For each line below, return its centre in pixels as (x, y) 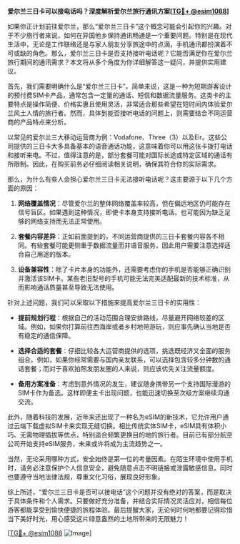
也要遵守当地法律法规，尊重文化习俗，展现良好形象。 (86, 477)
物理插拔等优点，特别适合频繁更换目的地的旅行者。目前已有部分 (126, 435)
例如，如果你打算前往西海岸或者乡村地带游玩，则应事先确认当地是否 (130, 327)
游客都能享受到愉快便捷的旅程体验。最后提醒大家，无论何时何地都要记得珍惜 (120, 510)
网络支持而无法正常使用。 (68, 221)
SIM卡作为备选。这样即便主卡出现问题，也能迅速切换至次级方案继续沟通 (124, 393)
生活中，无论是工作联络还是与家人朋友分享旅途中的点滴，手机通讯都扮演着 (117, 44)
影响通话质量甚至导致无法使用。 (71, 287)
